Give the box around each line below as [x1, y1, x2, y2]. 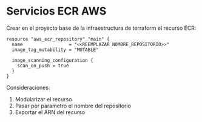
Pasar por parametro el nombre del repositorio [15, 102, 132, 109]
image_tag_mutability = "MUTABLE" [12, 47, 99, 53]
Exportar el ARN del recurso [15, 108, 86, 116]
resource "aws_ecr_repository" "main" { [6, 36, 110, 42]
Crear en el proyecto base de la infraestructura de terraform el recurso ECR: [6, 24, 197, 32]
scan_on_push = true [17, 63, 69, 69]
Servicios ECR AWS [6, 4, 107, 18]
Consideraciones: [6, 84, 50, 91]
